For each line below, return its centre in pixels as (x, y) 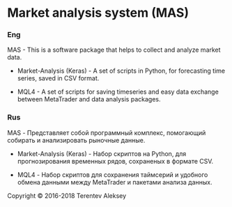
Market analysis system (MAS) (98, 13)
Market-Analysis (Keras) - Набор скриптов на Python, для (102, 154)
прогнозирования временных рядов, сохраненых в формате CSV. (115, 161)
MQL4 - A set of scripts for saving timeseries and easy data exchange (118, 92)
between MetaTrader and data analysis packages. (89, 99)
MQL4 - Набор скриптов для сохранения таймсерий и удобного (113, 174)
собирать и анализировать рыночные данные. (76, 140)
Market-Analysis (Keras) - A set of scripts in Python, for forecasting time (121, 71)
